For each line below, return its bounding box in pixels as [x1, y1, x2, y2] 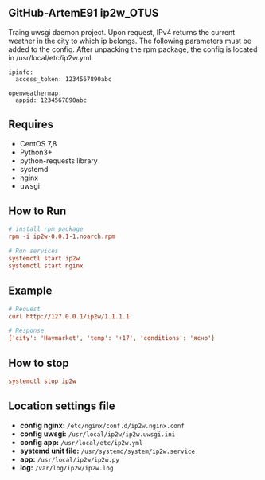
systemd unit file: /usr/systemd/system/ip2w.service [19, 446, 196, 455]
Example [8, 284, 53, 298]
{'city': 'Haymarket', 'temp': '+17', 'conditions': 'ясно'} [8, 334, 216, 342]
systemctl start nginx [8, 262, 84, 270]
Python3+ [19, 147, 53, 157]
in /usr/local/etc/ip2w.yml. [8, 53, 94, 62]
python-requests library [19, 155, 98, 166]
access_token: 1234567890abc [15, 75, 112, 83]
